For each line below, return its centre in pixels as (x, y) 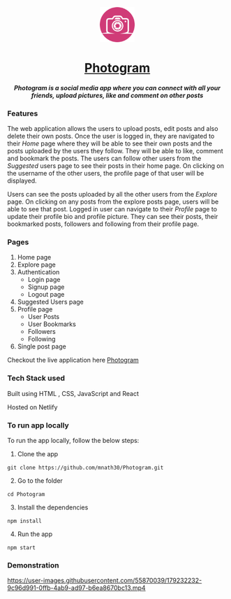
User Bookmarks (52, 324)
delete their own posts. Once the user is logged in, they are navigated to (111, 136)
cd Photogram (26, 494)
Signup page (46, 287)
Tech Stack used (36, 379)
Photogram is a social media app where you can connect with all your (117, 87)
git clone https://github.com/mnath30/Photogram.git (85, 467)
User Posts (44, 317)
